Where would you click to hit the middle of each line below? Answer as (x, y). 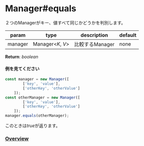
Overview (17, 139)
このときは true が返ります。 (33, 126)
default (128, 35)
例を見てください (22, 69)
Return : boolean (22, 56)
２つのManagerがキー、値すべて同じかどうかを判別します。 (65, 23)
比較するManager (94, 44)
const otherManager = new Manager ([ (43, 97)
